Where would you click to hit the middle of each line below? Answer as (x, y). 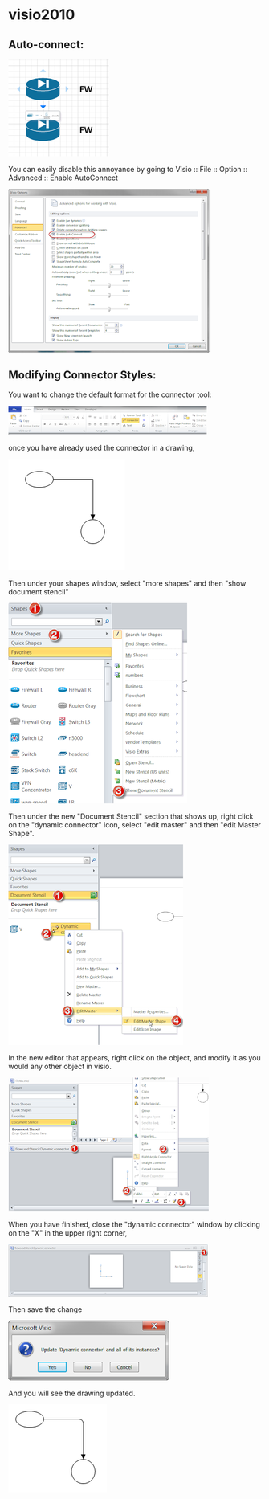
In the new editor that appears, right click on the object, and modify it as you (134, 1057)
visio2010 (42, 15)
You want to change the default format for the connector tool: (110, 394)
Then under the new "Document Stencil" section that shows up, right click (131, 816)
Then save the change (45, 1309)
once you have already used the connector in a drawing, (102, 447)
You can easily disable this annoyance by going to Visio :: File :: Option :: (128, 169)
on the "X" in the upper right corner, (68, 1233)
